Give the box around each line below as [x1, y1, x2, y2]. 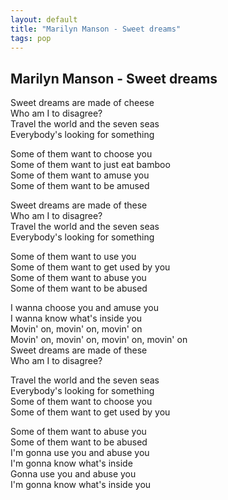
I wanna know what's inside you [10, 312, 142, 325]
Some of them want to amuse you [10, 169, 150, 181]
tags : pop [10, 33, 52, 43]
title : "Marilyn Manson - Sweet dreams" [10, 24, 182, 34]
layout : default [10, 14, 78, 25]
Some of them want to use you [10, 251, 137, 263]
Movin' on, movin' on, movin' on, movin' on [10, 334, 188, 346]
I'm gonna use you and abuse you [10, 447, 150, 459]
